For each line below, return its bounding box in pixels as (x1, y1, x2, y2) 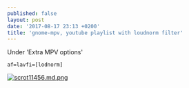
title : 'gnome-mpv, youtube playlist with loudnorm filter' (7, 29, 184, 36)
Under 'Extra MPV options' (7, 48, 83, 56)
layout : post (7, 16, 45, 23)
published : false (7, 10, 57, 17)
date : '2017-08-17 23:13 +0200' (7, 23, 100, 30)
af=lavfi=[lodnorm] (7, 61, 63, 69)
